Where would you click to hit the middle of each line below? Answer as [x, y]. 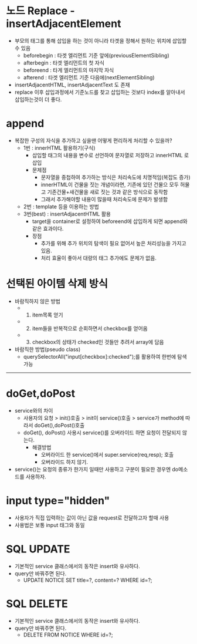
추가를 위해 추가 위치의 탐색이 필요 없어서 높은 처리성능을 [106, 243]
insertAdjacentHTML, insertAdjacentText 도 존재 [72, 85]
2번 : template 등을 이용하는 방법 [61, 206]
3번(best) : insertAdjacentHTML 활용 [67, 214]
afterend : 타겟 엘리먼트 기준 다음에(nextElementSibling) [89, 77]
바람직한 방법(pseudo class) [47, 349]
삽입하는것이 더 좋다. [38, 99]
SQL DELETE [37, 603]
